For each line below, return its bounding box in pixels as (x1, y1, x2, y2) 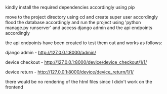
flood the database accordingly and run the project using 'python (5, 20, 141, 25)
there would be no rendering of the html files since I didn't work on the (5, 79, 153, 84)
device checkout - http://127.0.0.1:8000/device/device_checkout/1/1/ (5, 59, 147, 65)
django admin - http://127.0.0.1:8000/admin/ (5, 50, 96, 55)
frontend (5, 84, 24, 90)
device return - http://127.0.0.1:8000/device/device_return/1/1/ (5, 69, 134, 75)
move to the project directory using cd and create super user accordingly (5, 14, 158, 20)
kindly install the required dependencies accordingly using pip (5, 5, 135, 10)
